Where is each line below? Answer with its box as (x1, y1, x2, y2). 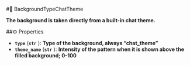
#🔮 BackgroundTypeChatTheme (6, 6, 84, 12)
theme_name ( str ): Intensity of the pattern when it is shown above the (14, 46, 185, 53)
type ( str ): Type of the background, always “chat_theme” (14, 40, 158, 46)
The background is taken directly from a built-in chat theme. (6, 17, 156, 23)
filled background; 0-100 (14, 52, 77, 59)
